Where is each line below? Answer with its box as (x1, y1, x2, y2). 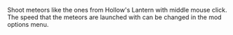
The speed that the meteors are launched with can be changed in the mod (7, 13, 222, 21)
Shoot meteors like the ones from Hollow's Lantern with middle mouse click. (7, 6, 227, 14)
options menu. (7, 21, 49, 28)
